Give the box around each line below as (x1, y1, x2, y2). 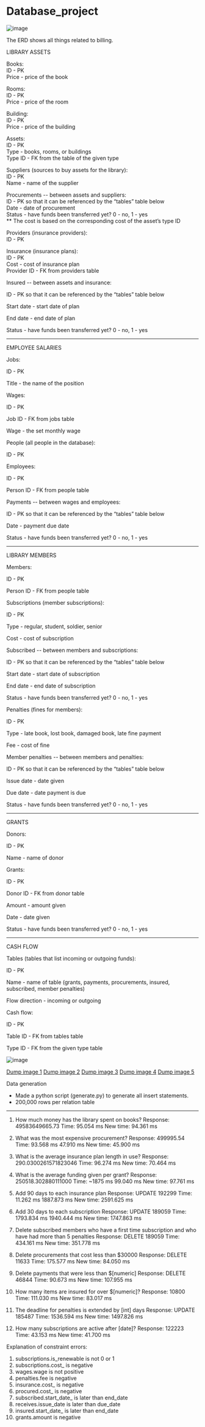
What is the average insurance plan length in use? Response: (15, 1153, 169, 1160)
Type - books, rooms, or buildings (6, 148, 92, 155)
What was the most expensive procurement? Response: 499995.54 (15, 1134, 185, 1141)
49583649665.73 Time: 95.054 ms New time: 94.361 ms (15, 1122, 157, 1130)
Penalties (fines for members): (6, 706, 83, 713)
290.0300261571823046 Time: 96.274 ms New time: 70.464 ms (15, 1159, 176, 1167)
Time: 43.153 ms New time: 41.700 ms (15, 1331, 111, 1338)
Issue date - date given (6, 777, 65, 784)
